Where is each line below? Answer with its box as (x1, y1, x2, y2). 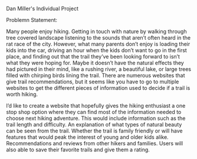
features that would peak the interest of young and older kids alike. (6, 134, 169, 141)
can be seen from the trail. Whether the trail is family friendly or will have (6, 127, 183, 134)
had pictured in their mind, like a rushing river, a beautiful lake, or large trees (6, 66, 192, 73)
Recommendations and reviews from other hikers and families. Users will (6, 140, 183, 147)
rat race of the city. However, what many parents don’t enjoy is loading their (6, 41, 191, 47)
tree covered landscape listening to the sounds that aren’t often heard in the (6, 34, 191, 41)
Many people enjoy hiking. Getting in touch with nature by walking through (6, 28, 187, 35)
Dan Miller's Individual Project (6, 5, 78, 12)
